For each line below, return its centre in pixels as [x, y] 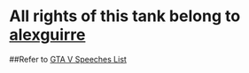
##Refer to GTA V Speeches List [68, 59]
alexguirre [47, 35]
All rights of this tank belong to [125, 16]
